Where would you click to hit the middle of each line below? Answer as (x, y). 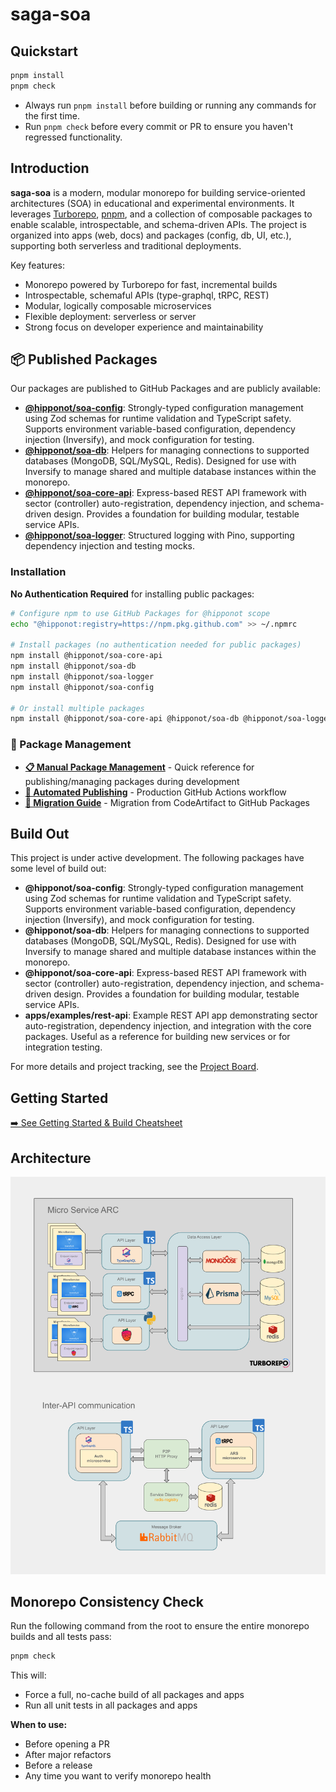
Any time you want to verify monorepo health (118, 1776)
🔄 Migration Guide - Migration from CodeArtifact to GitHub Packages (167, 802)
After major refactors (68, 1755)
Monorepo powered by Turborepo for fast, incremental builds (151, 284)
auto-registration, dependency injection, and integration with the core (168, 1026)
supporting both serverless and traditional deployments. (126, 245)
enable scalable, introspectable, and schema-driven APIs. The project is (158, 224)
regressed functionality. (73, 137)
